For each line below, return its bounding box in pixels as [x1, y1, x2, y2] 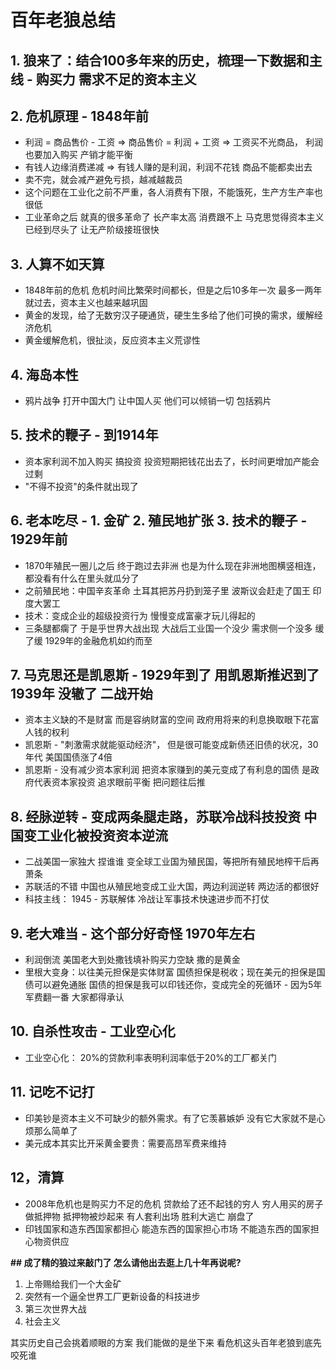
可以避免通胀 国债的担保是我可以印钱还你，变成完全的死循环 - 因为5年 [33, 979, 323, 991]
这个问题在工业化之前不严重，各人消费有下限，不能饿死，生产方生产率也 [24, 186, 323, 198]
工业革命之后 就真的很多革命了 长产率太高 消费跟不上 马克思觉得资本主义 [24, 211, 325, 223]
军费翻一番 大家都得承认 [24, 991, 125, 1003]
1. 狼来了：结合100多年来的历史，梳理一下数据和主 [10, 52, 323, 69]
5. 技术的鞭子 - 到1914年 [10, 427, 159, 444]
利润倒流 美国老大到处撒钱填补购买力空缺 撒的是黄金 [24, 954, 241, 966]
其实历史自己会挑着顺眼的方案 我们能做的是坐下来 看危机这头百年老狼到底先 [10, 1336, 322, 1348]
